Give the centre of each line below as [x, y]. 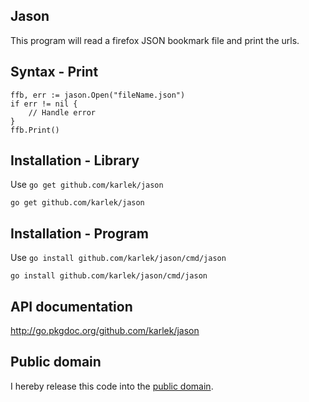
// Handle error [62, 112]
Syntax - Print [54, 72]
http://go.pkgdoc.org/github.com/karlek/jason [105, 331]
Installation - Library [75, 160]
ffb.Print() [35, 130]
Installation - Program [79, 233]
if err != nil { [44, 104]
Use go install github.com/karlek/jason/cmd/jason [118, 258]
